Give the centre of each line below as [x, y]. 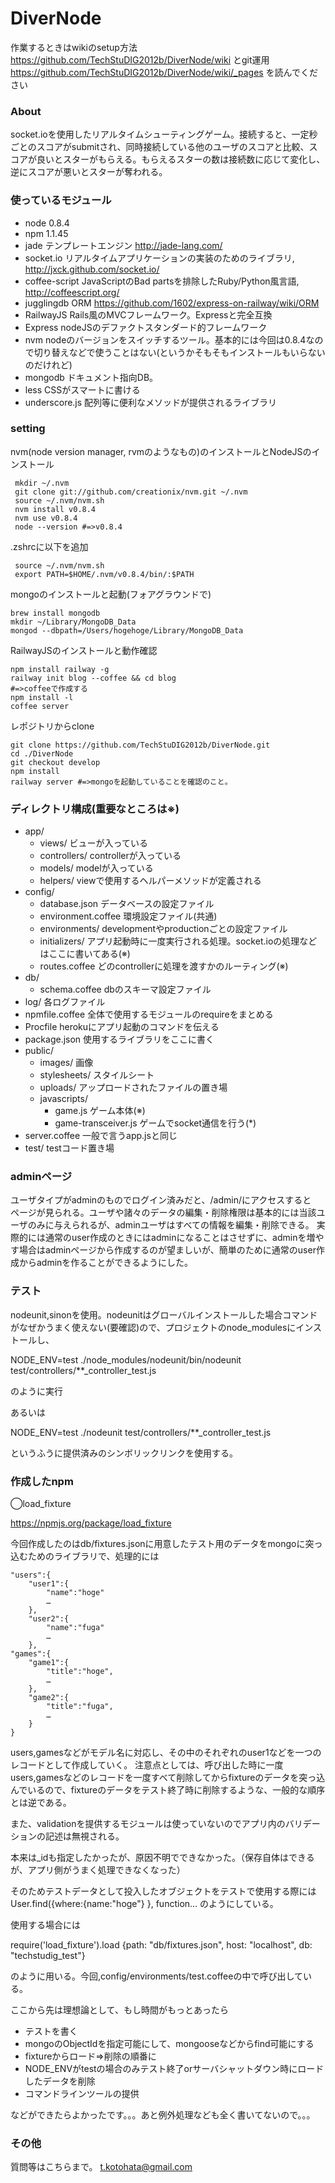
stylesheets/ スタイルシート [97, 1075]
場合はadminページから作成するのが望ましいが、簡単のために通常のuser [167, 1250]
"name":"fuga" [75, 1628]
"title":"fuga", [80, 1707]
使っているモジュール [61, 200]
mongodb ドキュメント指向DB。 [91, 377]
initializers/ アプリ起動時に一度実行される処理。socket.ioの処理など [178, 941]
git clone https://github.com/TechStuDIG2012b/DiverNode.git [140, 745]
